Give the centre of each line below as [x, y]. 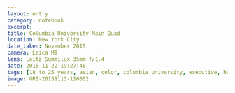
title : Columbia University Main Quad [64, 33]
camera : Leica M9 [33, 53]
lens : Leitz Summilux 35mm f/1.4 [56, 59]
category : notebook [36, 20]
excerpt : [20, 27]
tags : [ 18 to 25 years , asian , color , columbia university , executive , [114, 72]
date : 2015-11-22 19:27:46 [47, 66]
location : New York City [43, 40]
